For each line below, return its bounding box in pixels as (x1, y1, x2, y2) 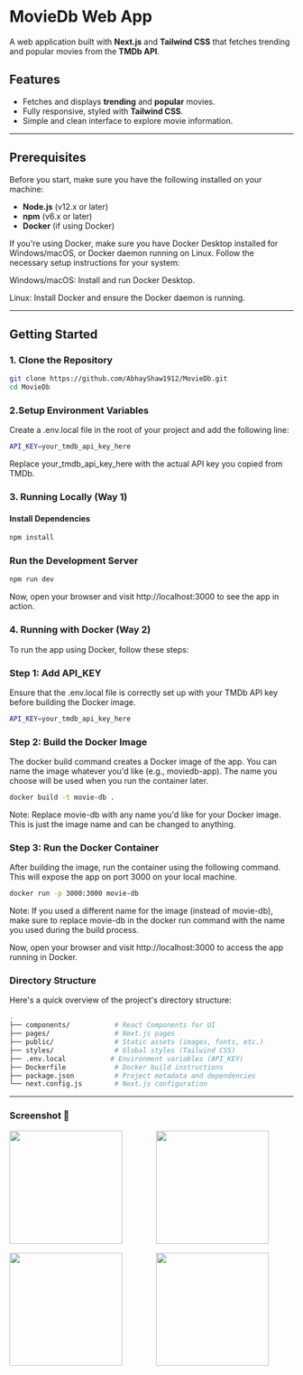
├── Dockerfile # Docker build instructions (9, 1062, 224, 1072)
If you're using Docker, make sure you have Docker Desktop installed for (9, 238, 279, 249)
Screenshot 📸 (9, 1109, 70, 1122)
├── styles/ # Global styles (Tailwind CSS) (9, 1046, 236, 1055)
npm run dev (9, 575, 54, 584)
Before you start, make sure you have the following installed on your (9, 174, 262, 184)
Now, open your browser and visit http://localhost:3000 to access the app (9, 942, 284, 953)
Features (9, 72, 60, 88)
